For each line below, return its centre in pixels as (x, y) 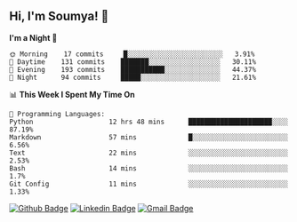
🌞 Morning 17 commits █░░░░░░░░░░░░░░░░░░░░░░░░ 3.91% (132, 54)
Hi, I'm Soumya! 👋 (59, 16)
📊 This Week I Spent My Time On (72, 94)
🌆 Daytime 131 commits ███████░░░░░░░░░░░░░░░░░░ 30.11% (132, 62)
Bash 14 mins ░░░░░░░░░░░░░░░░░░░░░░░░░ (149, 168)
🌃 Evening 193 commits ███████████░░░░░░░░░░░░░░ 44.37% (132, 69)
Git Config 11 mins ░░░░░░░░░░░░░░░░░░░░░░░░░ (149, 184)
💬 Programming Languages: (57, 114)
